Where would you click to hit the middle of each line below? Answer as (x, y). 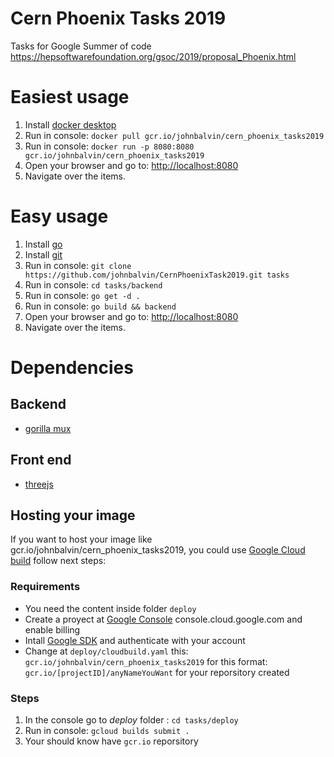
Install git (43, 254)
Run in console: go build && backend (100, 306)
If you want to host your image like (81, 539)
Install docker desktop (70, 124)
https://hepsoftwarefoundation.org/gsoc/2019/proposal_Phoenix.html (153, 56)
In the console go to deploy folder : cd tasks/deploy (131, 720)
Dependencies (72, 368)
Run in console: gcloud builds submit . (107, 731)
